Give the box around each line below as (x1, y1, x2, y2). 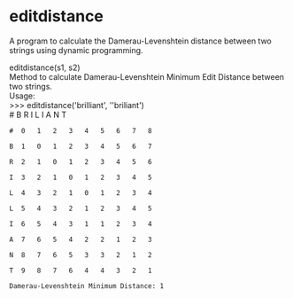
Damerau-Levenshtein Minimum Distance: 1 (9, 281, 165, 290)
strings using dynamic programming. (9, 44, 143, 55)
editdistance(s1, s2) (9, 62, 81, 73)
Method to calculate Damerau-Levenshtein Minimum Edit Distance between (9, 71, 285, 82)
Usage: (9, 90, 35, 101)
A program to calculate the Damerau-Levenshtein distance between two (9, 35, 272, 46)
